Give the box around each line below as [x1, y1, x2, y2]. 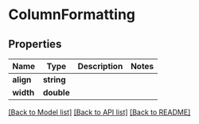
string [42, 74, 66, 85]
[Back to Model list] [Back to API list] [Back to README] [8, 107, 191, 117]
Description [77, 61, 123, 72]
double [42, 87, 70, 98]
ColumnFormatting [8, 6, 136, 24]
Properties [8, 37, 62, 51]
